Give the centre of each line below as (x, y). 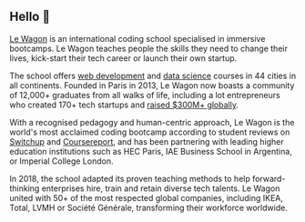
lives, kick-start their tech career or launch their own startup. (123, 58)
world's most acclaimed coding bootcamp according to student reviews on (150, 132)
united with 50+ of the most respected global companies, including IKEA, (147, 197)
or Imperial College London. (61, 161)
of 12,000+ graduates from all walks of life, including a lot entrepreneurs (145, 95)
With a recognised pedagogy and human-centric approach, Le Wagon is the (152, 122)
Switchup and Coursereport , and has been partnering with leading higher (147, 141)
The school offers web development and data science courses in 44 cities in (153, 76)
